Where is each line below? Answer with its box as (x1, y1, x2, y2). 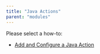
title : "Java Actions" (6, 8, 61, 15)
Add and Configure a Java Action (14, 41, 94, 48)
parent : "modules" (6, 14, 51, 20)
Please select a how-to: (6, 30, 63, 37)
